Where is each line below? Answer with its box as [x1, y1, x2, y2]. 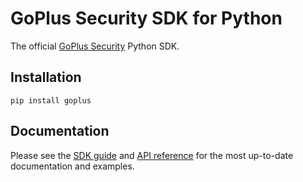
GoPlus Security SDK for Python [10, 7, 283, 30]
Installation [10, 69, 82, 86]
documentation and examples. [10, 160, 135, 172]
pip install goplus [10, 95, 92, 106]
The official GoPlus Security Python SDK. [10, 40, 180, 52]
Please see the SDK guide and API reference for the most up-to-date [10, 149, 294, 161]
